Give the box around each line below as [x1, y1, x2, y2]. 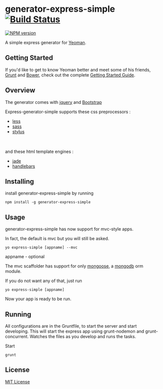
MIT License [5, 379, 30, 385]
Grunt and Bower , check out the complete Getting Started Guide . [5, 72, 136, 78]
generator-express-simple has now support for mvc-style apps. [5, 226, 134, 232]
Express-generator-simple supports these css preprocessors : [5, 109, 131, 115]
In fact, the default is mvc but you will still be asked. [5, 236, 109, 242]
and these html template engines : [5, 148, 74, 154]
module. [5, 268, 22, 274]
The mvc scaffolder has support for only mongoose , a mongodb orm [5, 263, 143, 269]
